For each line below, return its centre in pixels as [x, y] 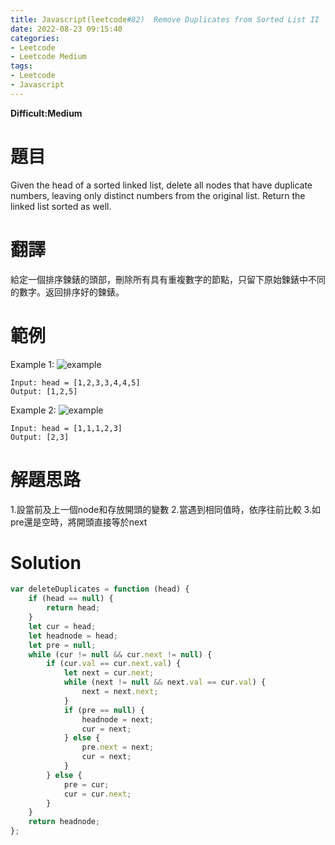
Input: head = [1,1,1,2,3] [66, 428]
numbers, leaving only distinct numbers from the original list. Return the [158, 195]
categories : [35, 38]
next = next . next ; [120, 692]
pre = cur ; [86, 784]
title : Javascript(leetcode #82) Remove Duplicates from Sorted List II [165, 19]
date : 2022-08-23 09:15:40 [66, 29]
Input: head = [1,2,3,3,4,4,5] [75, 382]
